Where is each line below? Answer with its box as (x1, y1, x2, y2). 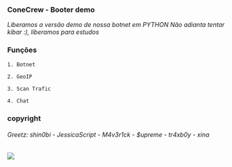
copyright (7, 113, 42, 123)
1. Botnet (7, 61, 36, 68)
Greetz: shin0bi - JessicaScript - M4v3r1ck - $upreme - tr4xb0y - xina (7, 130, 210, 139)
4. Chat (7, 97, 30, 105)
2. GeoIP (7, 73, 33, 80)
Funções (7, 45, 37, 55)
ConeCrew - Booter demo (7, 5, 95, 15)
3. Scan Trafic (7, 85, 51, 92)
